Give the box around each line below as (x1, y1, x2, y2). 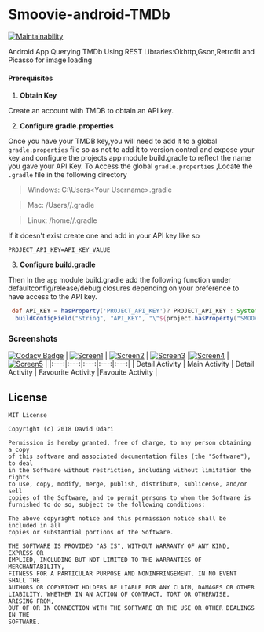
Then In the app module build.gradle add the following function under (8, 275, 232, 285)
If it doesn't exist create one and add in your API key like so (8, 231, 200, 241)
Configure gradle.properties (19, 121, 114, 131)
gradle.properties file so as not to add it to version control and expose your (8, 145, 255, 154)
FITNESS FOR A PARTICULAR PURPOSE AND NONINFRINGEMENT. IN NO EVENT (8, 570, 237, 578)
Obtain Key (19, 91, 57, 100)
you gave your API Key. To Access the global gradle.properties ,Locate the (8, 161, 253, 171)
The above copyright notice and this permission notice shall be (8, 515, 226, 523)
